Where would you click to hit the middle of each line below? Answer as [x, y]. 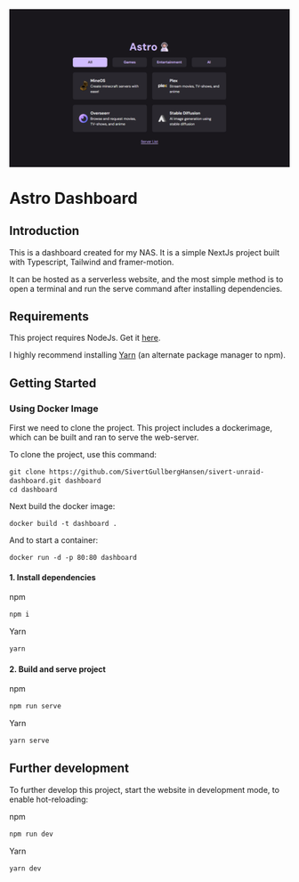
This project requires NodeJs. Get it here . [85, 338]
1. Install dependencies [53, 577]
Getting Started [53, 383]
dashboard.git [36, 481]
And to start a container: [54, 540]
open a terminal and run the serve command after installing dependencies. [146, 288]
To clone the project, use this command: [83, 454]
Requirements [49, 316]
